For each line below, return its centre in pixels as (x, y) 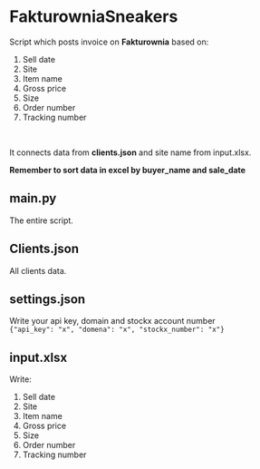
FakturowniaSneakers (94, 17)
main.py (33, 198)
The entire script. (42, 220)
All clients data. (38, 270)
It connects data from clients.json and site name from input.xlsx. (130, 152)
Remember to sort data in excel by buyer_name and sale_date (128, 170)
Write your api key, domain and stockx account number (112, 321)
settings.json (48, 299)
